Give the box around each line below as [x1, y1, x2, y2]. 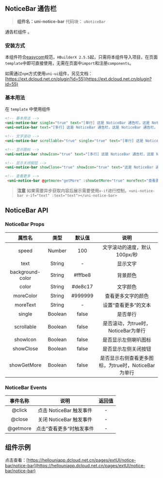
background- [10, 268, 41, 275]
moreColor [13, 292, 38, 299]
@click [12, 407, 28, 414]
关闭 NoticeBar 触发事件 [37, 416, 93, 423]
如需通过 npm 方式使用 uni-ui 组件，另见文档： [5, 71, 93, 76]
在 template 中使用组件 [5, 106, 51, 112]
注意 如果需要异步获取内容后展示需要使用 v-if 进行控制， [16, 188, 130, 194]
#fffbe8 [73, 272, 91, 278]
